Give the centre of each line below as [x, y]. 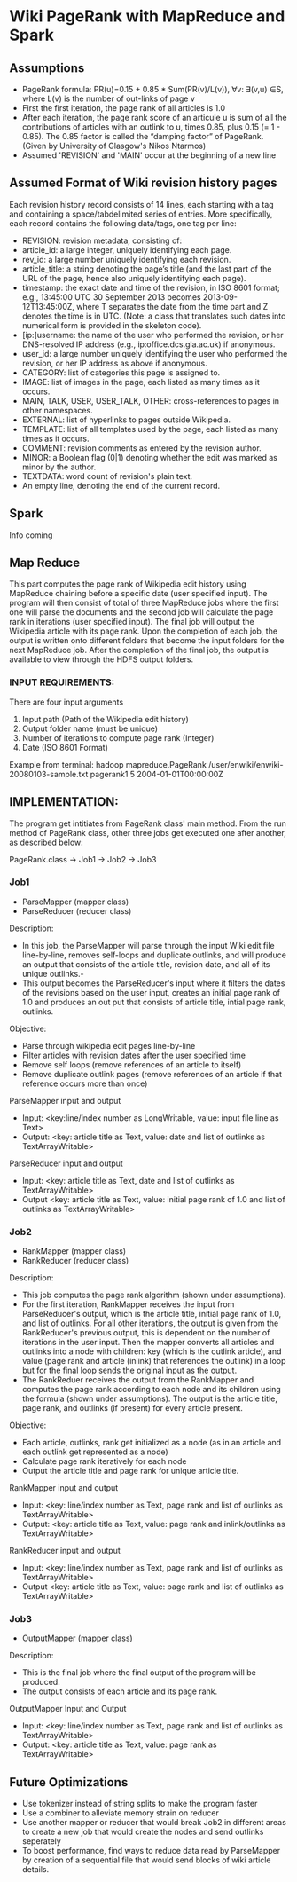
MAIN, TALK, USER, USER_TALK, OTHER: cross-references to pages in [151, 400]
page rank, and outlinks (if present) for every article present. [133, 1408]
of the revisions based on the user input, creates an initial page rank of [151, 992]
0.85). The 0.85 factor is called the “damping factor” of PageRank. [143, 136]
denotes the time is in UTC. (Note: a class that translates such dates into [154, 316]
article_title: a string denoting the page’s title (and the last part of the [147, 269]
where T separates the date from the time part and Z [172, 306]
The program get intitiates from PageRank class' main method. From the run [148, 823]
